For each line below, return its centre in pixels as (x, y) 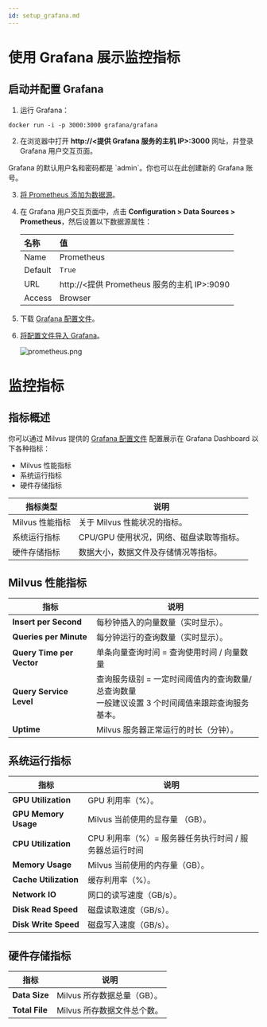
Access (38, 298)
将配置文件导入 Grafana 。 (62, 335)
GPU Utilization (42, 800)
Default (37, 270)
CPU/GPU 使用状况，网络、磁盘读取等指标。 (161, 537)
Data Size (31, 995)
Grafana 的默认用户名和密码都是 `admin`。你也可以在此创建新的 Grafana (126, 167)
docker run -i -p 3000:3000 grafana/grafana (83, 125)
